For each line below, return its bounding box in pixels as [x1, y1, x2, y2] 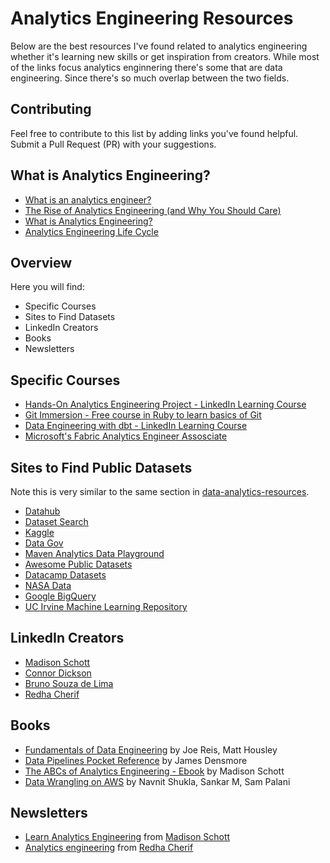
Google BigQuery [24, 590, 97, 602]
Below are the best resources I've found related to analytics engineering [10, 40, 308, 52]
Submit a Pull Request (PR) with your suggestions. [10, 138, 217, 150]
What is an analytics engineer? [24, 193, 152, 206]
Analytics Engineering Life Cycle [24, 225, 159, 237]
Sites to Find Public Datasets [10, 459, 193, 476]
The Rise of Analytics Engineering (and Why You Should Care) [24, 204, 282, 216]
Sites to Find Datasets [24, 311, 116, 323]
